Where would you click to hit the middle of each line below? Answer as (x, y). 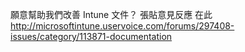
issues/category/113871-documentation (91, 36)
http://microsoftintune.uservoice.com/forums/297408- (122, 26)
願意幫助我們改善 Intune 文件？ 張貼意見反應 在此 (111, 14)
